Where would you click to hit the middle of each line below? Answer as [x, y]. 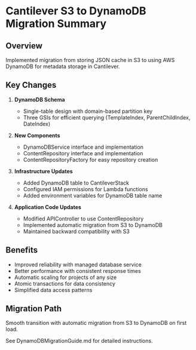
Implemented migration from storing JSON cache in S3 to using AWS [90, 60]
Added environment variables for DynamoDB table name [93, 195]
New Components [37, 135]
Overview [24, 46]
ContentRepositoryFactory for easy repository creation [91, 159]
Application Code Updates [48, 207]
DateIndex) [37, 124]
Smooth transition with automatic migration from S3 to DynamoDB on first [96, 323]
